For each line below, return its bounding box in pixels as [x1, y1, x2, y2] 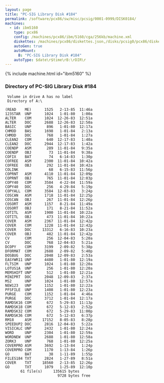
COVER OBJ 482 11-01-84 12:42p [5, 231, 93, 236]
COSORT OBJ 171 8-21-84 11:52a [5, 205, 93, 211]
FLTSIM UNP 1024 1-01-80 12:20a [5, 261, 93, 266]
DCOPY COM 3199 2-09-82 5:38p [5, 244, 93, 249]
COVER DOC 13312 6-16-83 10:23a [5, 227, 93, 232]
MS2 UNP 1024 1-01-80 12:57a [5, 279, 93, 283]
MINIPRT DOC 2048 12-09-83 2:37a [5, 274, 93, 280]
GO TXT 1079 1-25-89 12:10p [5, 364, 93, 369]
